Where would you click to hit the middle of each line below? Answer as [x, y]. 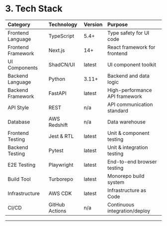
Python [57, 79]
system [116, 182]
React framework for [131, 47]
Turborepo [61, 179]
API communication [130, 104]
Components [23, 68]
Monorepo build [126, 176]
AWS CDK [60, 193]
